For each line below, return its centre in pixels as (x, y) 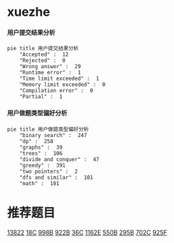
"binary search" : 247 (53, 135)
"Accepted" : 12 (44, 55)
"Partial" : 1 (41, 97)
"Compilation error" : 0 (57, 91)
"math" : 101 (39, 183)
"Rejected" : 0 (43, 61)
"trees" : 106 (41, 153)
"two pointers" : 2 (49, 171)
